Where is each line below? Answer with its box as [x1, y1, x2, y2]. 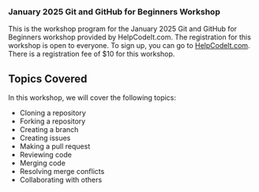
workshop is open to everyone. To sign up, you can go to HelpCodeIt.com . [8, 41, 250, 50]
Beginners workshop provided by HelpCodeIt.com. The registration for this [8, 32, 251, 42]
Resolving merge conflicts [19, 167, 105, 176]
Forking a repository [19, 116, 86, 126]
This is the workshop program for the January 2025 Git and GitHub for [8, 24, 238, 34]
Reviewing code [19, 150, 73, 160]
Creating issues [19, 133, 71, 143]
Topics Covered [8, 72, 88, 85]
